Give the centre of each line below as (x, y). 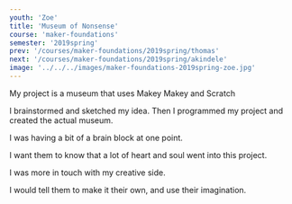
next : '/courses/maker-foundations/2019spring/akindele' (119, 59)
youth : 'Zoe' (34, 18)
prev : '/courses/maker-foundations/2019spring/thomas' (114, 51)
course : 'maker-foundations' (64, 34)
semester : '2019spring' (54, 43)
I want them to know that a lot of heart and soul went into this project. (138, 155)
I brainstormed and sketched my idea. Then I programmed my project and (146, 111)
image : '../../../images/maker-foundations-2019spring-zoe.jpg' (132, 68)
